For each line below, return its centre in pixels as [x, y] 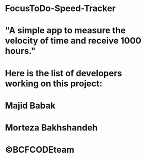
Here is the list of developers [64, 73]
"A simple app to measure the [66, 31]
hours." [20, 51]
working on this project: [54, 83]
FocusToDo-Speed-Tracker [60, 8]
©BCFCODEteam [40, 150]
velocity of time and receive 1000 [73, 41]
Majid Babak [30, 106]
